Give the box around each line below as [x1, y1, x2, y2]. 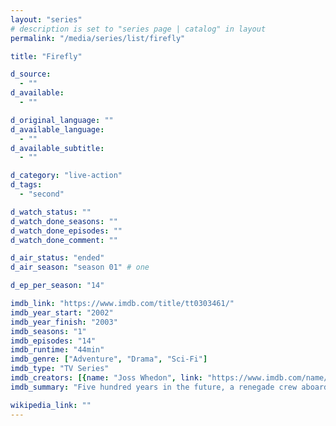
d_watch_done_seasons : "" [10, 216, 118, 226]
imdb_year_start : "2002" [10, 307, 114, 318]
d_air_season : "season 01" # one [10, 262, 150, 273]
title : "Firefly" [10, 51, 83, 61]
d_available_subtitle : [10, 143, 105, 153]
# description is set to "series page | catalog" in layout [10, 24, 267, 34]
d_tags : [10, 180, 43, 190]
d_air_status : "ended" [10, 253, 105, 263]
